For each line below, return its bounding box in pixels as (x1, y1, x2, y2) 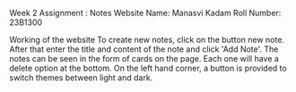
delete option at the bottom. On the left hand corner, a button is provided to (9, 63, 287, 73)
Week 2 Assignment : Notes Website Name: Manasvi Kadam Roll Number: (9, 8, 282, 18)
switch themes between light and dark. (9, 72, 153, 83)
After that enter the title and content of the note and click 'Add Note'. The (9, 44, 279, 54)
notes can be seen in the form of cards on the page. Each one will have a (9, 54, 280, 63)
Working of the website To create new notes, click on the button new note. (9, 35, 285, 45)
